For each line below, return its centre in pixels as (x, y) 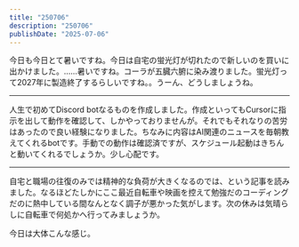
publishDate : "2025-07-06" (59, 34)
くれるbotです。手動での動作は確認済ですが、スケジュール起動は (142, 143)
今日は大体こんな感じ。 (52, 234)
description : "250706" (51, 26)
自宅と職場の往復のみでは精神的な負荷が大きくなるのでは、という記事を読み (149, 181)
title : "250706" (39, 17)
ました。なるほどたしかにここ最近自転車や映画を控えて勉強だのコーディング (149, 193)
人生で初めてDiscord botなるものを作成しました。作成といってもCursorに (144, 110)
